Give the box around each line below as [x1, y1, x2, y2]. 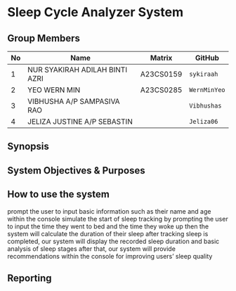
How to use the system [7, 188, 110, 200]
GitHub [195, 53, 220, 63]
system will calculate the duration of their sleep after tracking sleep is [7, 229, 209, 238]
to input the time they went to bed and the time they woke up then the [7, 222, 209, 231]
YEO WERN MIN [27, 85, 81, 95]
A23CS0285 [140, 85, 183, 95]
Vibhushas [189, 102, 222, 110]
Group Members [7, 32, 81, 44]
